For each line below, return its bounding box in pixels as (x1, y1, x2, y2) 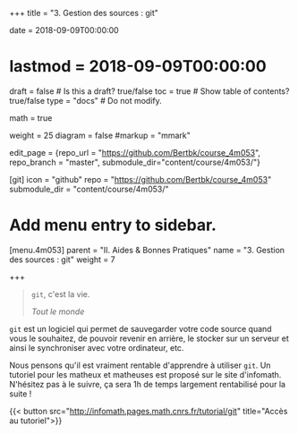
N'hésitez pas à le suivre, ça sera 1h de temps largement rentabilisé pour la (9, 379, 286, 389)
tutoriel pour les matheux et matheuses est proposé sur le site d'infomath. (9, 369, 282, 379)
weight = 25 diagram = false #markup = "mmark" (9, 130, 191, 140)
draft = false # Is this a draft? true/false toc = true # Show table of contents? (9, 85, 290, 97)
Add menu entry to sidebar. (9, 215, 217, 235)
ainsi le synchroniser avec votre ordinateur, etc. (9, 342, 184, 353)
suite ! (9, 388, 32, 399)
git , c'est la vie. (30, 288, 90, 299)
